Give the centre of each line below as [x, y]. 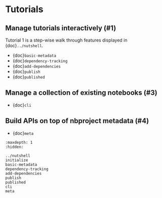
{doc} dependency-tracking [40, 61]
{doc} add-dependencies [36, 66]
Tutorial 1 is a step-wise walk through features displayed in [66, 40]
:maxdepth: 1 [19, 142]
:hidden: [14, 147]
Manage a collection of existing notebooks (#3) [82, 93]
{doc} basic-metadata [34, 55]
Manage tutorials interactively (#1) [61, 28]
